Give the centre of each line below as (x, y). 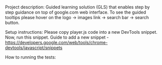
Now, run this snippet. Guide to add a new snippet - (57, 37)
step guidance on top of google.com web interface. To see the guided (76, 12)
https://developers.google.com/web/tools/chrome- (56, 43)
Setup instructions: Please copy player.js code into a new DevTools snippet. (81, 32)
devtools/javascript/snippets (34, 48)
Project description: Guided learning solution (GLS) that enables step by (78, 7)
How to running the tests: (31, 57)
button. (12, 22)
